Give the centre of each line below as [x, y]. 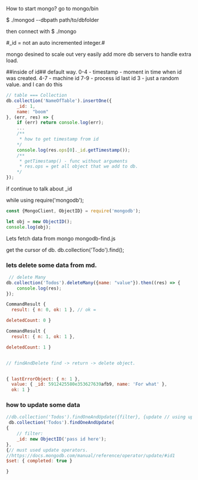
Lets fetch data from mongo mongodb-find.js [61, 238]
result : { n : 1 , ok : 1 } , [43, 336]
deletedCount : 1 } [29, 347]
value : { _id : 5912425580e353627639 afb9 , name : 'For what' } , [89, 384]
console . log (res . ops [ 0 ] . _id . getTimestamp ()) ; [74, 150]
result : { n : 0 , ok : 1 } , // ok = [54, 310]
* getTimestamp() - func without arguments [73, 161]
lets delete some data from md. [52, 265]
